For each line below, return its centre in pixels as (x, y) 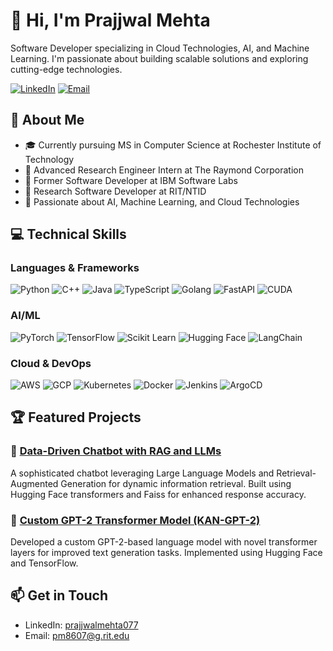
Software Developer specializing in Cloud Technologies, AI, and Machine (160, 48)
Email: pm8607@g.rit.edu (77, 635)
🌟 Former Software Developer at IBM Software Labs (131, 180)
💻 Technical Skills (68, 234)
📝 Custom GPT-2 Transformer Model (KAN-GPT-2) (135, 520)
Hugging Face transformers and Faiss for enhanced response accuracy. (158, 494)
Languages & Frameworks (75, 268)
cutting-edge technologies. (66, 69)
